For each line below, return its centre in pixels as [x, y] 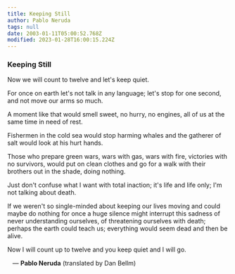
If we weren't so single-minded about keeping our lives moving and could [114, 206]
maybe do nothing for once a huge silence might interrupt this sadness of [114, 214]
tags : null [23, 27]
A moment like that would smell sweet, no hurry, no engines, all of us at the [116, 115]
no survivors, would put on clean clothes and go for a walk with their [107, 164]
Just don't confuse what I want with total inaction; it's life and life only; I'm [115, 185]
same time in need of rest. [45, 122]
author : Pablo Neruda [39, 20]
